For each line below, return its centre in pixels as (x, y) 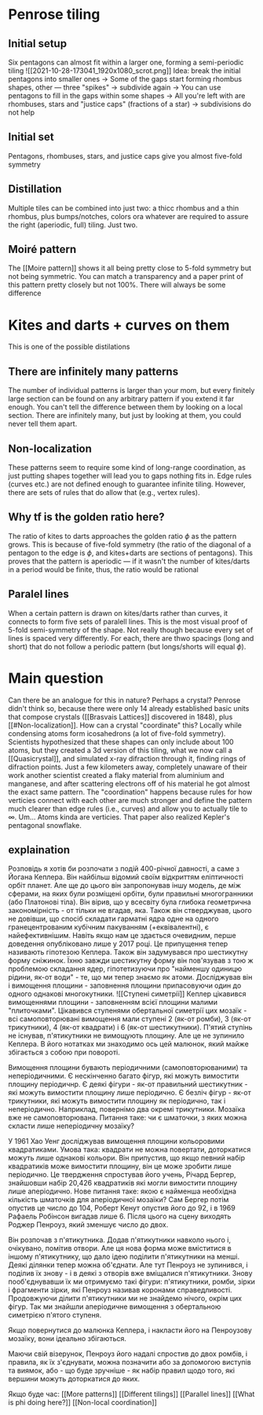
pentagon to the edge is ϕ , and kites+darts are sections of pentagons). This (131, 552)
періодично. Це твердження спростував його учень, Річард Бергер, (122, 1175)
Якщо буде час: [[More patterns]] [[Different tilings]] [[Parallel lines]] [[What (131, 1394)
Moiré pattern (42, 249)
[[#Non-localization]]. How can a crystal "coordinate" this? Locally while (125, 725)
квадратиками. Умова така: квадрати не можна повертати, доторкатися (130, 1149)
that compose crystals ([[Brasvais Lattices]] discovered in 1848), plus (121, 717)
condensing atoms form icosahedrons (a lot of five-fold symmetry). (117, 733)
